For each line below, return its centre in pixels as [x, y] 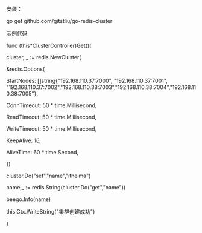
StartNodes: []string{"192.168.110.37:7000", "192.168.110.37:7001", [87, 81]
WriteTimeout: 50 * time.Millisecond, [52, 129]
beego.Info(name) [29, 199]
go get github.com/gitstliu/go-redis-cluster [59, 21]
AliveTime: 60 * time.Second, [43, 152]
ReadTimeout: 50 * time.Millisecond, [52, 117]
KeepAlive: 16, [24, 140]
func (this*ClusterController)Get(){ [49, 45]
